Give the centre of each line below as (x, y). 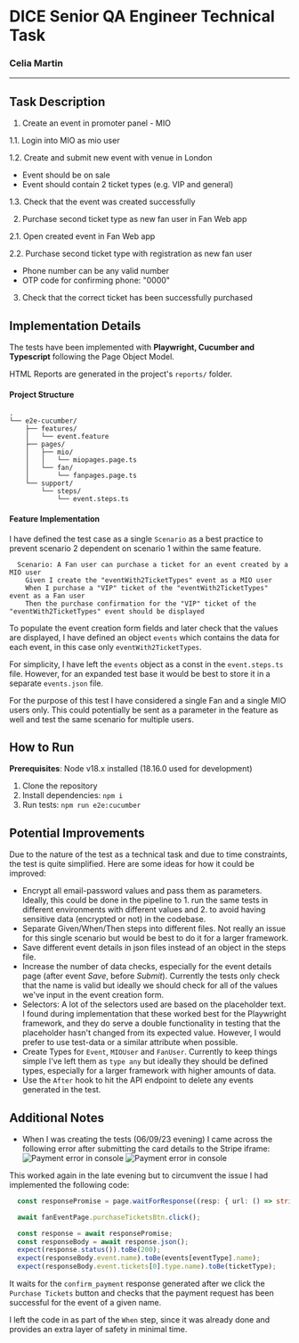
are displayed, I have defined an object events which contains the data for (145, 637)
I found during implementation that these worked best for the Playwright (154, 1014)
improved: (28, 873)
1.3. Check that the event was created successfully (102, 202)
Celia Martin (36, 63)
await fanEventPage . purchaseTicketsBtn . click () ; (109, 1217)
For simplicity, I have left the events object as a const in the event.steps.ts (146, 664)
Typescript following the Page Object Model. (92, 357)
